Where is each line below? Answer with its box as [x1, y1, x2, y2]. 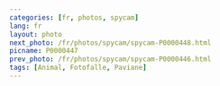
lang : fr [9, 21, 42, 30]
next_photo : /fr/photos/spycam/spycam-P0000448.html [9, 38, 212, 47]
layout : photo [9, 30, 63, 39]
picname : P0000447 [9, 47, 78, 56]
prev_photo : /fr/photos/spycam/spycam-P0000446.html [9, 55, 212, 64]
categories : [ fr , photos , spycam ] [9, 13, 140, 22]
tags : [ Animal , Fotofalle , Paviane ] [9, 64, 147, 73]
